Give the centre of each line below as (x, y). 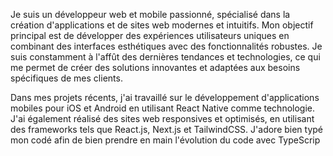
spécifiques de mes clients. (66, 78)
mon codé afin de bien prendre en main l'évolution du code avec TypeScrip (165, 140)
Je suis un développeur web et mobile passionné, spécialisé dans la (150, 14)
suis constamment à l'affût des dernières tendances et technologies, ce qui (165, 57)
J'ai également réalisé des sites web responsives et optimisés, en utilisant (162, 118)
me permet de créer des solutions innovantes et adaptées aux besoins (155, 67)
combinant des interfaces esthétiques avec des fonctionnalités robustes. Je (166, 46)
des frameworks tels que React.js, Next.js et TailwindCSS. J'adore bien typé (167, 129)
